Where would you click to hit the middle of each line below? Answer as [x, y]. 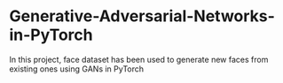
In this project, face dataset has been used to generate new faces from [139, 59]
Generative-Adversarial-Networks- [142, 16]
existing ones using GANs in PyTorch [77, 69]
